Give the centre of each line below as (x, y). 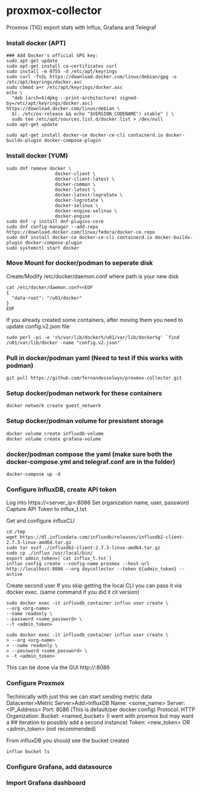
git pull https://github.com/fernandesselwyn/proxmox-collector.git (94, 378)
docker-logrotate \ (79, 200)
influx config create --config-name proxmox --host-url (78, 564)
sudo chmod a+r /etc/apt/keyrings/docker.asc (64, 88)
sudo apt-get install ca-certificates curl (62, 66)
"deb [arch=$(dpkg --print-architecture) (65, 98)
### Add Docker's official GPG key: (52, 56)
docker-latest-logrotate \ (88, 195)
